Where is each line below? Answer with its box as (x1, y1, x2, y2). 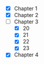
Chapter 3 (13, 18, 39, 25)
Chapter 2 (13, 12, 39, 19)
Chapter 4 (13, 51, 39, 58)
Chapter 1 (13, 5, 38, 12)
